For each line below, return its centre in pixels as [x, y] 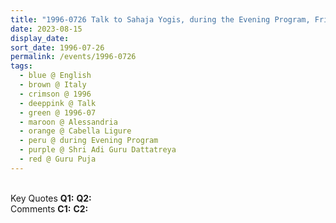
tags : [21, 66]
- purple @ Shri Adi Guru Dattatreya [98, 150]
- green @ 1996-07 [58, 112]
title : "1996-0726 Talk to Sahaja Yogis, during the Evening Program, [160, 19]
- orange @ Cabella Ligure [75, 131]
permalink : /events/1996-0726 [73, 57]
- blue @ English [55, 76]
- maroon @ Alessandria [68, 122]
